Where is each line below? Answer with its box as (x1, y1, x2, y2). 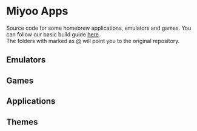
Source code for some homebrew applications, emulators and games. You (6, 24, 192, 32)
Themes (6, 116, 38, 127)
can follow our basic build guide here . (6, 30, 101, 38)
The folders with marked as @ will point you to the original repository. (6, 37, 180, 44)
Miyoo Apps (6, 4, 68, 18)
